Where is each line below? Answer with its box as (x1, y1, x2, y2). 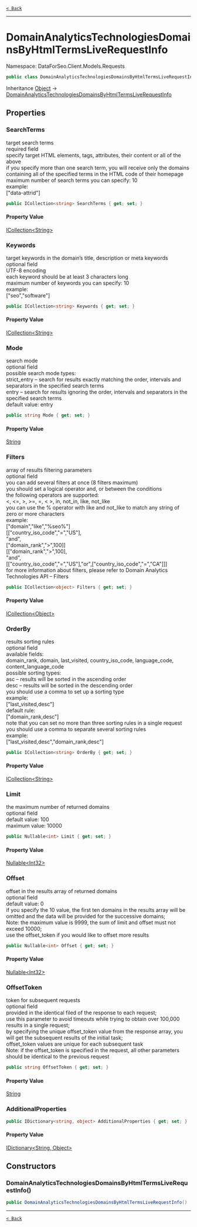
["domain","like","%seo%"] (6, 522, 70, 530)
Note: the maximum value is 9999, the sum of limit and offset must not (6, 919, 176, 926)
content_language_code (6, 663, 64, 670)
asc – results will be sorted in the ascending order (6, 676, 127, 683)
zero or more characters (6, 510, 64, 517)
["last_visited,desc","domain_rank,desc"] (6, 738, 104, 745)
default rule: (6, 707, 36, 714)
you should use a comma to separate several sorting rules (6, 726, 147, 733)
